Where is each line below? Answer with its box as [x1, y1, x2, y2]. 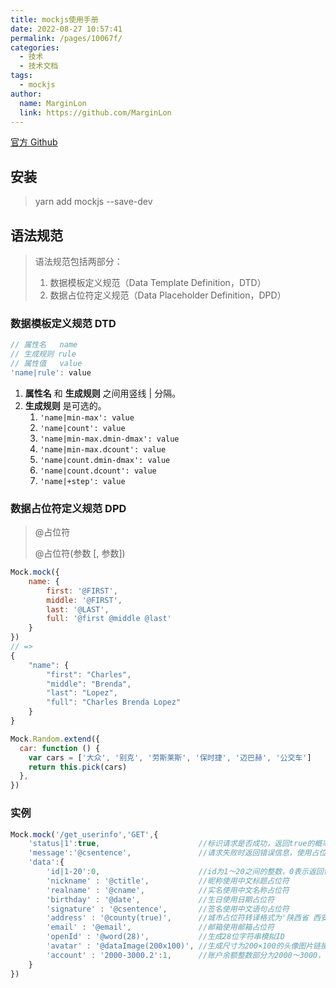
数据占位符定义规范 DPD [10, 501, 127, 515]
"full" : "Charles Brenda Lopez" [46, 697, 182, 708]
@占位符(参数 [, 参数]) [34, 547, 126, 560]
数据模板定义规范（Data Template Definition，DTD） [49, 277, 267, 288]
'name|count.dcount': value [39, 466, 157, 476]
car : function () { [19, 743, 101, 753]
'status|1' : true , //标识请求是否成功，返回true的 [28, 839, 315, 849]
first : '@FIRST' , [46, 586, 118, 596]
